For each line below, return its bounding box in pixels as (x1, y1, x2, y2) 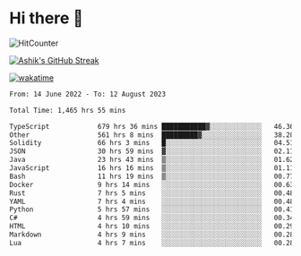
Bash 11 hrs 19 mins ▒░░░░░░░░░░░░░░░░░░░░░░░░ (9, 172, 262, 181)
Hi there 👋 (9, 8, 83, 29)
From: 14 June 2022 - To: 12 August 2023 (9, 90, 167, 98)
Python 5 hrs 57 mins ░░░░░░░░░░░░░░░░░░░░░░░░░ (9, 205, 262, 214)
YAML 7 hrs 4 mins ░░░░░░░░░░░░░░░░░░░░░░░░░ (9, 197, 262, 206)
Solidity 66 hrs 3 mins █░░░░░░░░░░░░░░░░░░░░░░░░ (9, 139, 262, 148)
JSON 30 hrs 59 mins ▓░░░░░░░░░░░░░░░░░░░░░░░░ (9, 147, 262, 156)
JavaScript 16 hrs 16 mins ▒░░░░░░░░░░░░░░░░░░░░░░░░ (9, 164, 262, 173)
